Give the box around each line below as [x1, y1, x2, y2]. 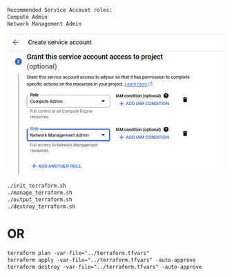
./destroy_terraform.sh [7, 203, 76, 210]
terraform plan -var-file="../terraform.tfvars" [7, 249, 150, 256]
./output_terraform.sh [7, 196, 72, 203]
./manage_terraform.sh [7, 189, 72, 196]
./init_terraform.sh [7, 182, 67, 189]
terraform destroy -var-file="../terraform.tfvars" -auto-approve [7, 263, 202, 270]
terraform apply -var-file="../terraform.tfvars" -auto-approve [7, 256, 196, 263]
